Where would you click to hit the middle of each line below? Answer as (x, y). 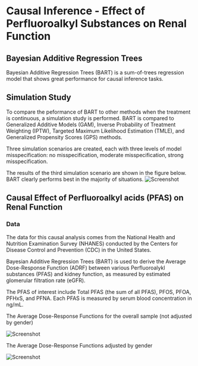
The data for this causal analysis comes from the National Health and (91, 237)
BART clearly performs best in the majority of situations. (75, 179)
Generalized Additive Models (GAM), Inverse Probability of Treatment (91, 124)
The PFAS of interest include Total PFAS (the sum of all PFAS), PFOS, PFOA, (99, 292)
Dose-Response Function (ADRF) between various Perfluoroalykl (86, 268)
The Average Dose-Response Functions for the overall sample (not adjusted (99, 316)
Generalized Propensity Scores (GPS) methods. (65, 137)
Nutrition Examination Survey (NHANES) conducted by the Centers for (92, 243)
